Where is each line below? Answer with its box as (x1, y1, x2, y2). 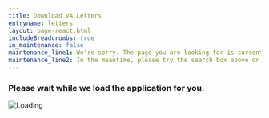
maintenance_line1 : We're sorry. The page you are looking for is (8, 49, 235, 57)
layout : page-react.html (8, 26, 91, 34)
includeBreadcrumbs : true (8, 33, 94, 42)
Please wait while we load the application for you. (8, 82, 205, 93)
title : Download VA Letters (8, 11, 102, 20)
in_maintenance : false (8, 41, 84, 49)
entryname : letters (8, 19, 74, 27)
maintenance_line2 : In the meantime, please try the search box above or (8, 57, 260, 65)
